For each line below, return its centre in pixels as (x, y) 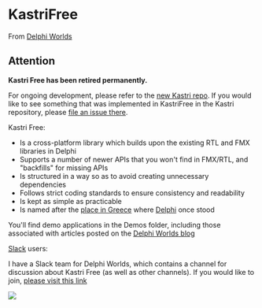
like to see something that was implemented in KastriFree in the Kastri (121, 103)
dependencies (43, 184)
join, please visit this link (48, 280)
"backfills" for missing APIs (64, 168)
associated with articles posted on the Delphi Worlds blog (101, 233)
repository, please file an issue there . (68, 112)
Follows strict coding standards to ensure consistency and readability (132, 193)
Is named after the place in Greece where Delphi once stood (117, 210)
